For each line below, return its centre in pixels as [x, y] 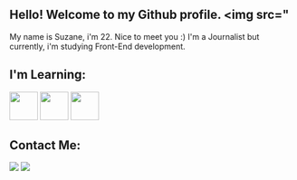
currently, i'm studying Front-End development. [97, 46]
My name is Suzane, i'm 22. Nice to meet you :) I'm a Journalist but [134, 36]
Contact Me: [45, 145]
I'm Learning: [48, 75]
